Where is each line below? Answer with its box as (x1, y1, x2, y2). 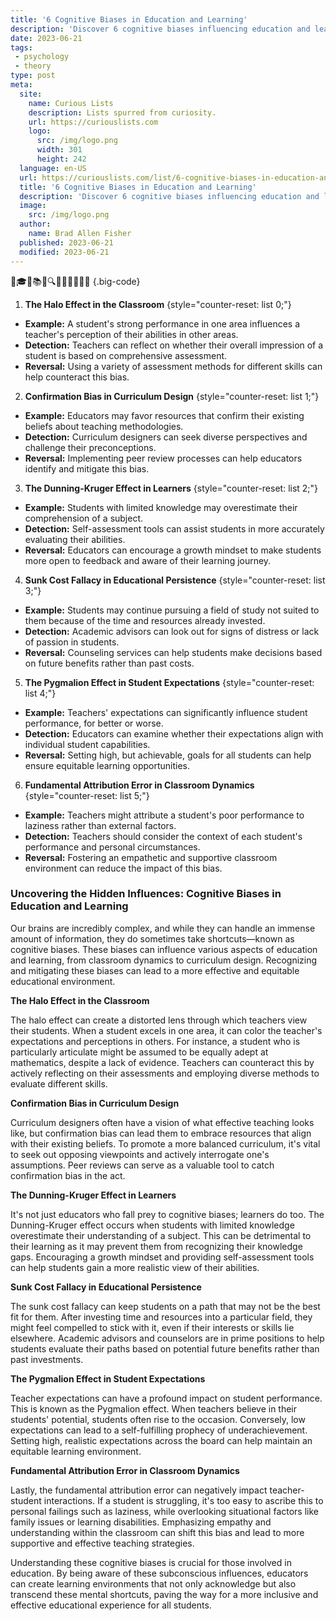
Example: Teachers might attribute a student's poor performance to (24, 809, 305, 821)
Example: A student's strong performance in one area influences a (24, 317, 301, 330)
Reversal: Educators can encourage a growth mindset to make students (24, 544, 322, 556)
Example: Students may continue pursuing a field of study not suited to (24, 604, 320, 616)
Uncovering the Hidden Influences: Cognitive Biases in (10, 887, 282, 901)
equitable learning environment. (10, 1445, 142, 1457)
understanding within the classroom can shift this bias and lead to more (10, 1526, 305, 1538)
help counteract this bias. (24, 371, 130, 383)
